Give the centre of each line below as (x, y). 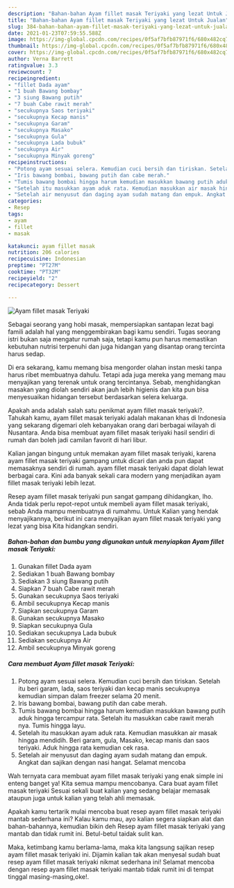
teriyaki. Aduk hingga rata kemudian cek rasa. (83, 748)
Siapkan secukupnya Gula (55, 626)
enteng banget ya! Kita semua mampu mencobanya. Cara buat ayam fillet (113, 784)
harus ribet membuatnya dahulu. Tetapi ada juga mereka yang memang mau (117, 374)
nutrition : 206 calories (44, 252)
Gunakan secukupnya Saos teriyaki (68, 596)
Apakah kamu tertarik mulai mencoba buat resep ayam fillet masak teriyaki (115, 812)
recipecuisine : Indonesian (47, 259)
